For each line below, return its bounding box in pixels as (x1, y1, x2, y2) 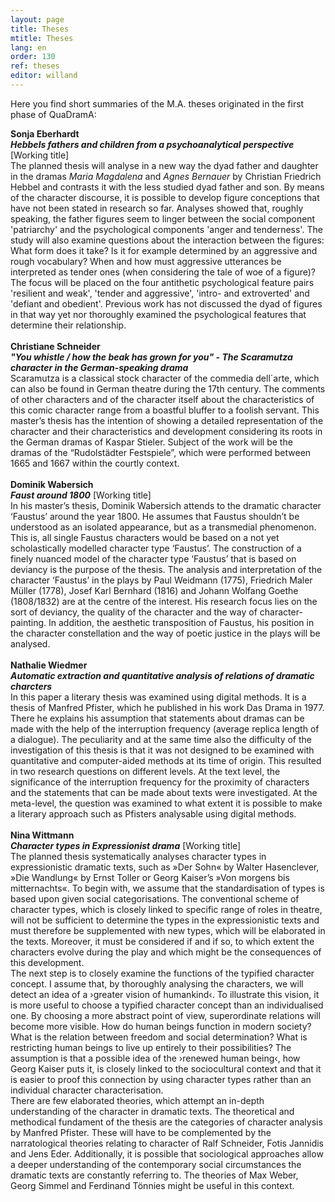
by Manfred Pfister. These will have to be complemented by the (10, 1126, 272, 1138)
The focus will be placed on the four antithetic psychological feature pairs (10, 276, 315, 288)
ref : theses (10, 61, 60, 71)
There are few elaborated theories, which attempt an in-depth (10, 1094, 265, 1106)
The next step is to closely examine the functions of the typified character (10, 967, 315, 979)
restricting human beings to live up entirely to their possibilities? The (10, 1041, 292, 1053)
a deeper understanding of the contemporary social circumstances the (10, 1158, 302, 1170)
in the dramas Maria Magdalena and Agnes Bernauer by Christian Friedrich (10, 170, 322, 182)
